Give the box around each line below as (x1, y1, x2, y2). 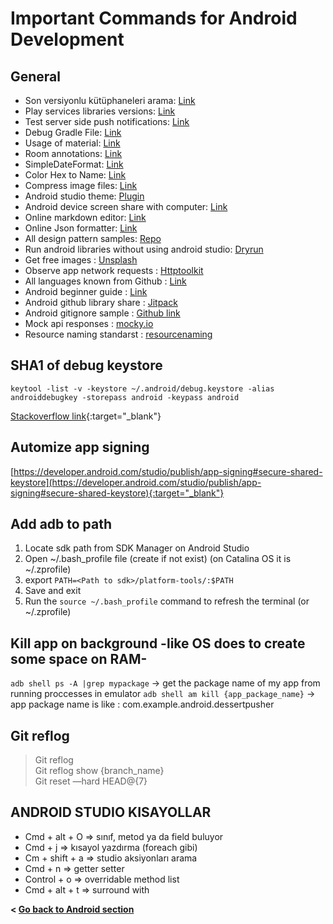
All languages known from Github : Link (24, 275, 187, 287)
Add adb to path (10, 516, 113, 533)
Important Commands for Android (10, 7, 298, 30)
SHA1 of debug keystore (10, 357, 163, 374)
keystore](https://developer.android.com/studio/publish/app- (10, 476, 262, 488)
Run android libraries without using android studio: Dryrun (24, 243, 264, 255)
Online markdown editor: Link (24, 212, 147, 223)
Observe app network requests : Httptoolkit (24, 265, 204, 276)
